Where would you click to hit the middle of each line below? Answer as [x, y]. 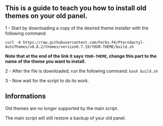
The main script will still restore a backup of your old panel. [66, 118]
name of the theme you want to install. [45, 61]
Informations [26, 96]
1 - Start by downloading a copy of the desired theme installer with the [77, 28]
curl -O [13, 42]
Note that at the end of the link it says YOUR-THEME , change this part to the [81, 56]
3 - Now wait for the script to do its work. [47, 80]
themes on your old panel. [46, 16]
